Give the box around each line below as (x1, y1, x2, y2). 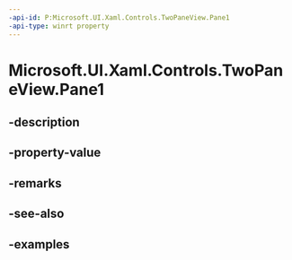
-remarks (8, 176, 62, 191)
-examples (8, 237, 70, 252)
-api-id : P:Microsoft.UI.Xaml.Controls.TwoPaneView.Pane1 (8, 13, 230, 22)
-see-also (8, 206, 65, 221)
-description (8, 115, 80, 130)
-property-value (8, 145, 102, 160)
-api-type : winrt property (8, 22, 110, 30)
